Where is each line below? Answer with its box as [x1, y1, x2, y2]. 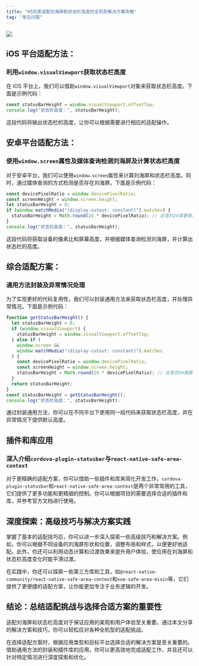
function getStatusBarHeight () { [6, 315, 89, 321]
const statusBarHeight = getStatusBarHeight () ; [6, 392, 126, 398]
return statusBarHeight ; [11, 380, 73, 387]
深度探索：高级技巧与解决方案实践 [6, 516, 131, 526]
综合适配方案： [6, 262, 61, 272]
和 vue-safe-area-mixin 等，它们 [112, 575, 189, 582]
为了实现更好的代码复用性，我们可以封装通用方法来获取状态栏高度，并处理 [6, 296, 188, 303]
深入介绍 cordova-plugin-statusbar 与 [6, 454, 111, 463]
